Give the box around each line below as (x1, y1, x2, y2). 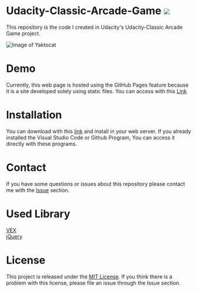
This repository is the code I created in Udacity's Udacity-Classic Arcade (6, 24, 183, 31)
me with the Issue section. (6, 187, 70, 194)
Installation (6, 108, 62, 122)
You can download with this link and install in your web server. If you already (6, 128, 191, 135)
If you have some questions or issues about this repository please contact (6, 180, 185, 187)
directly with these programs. (6, 140, 78, 147)
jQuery (6, 233, 22, 240)
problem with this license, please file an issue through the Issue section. (6, 279, 181, 286)
